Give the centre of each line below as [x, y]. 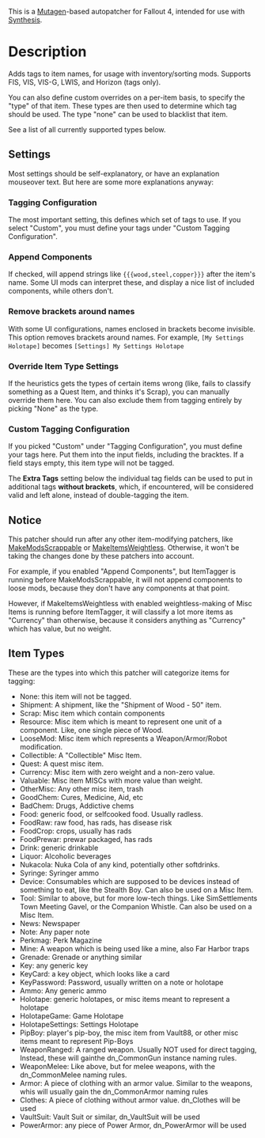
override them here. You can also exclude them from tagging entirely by [125, 400]
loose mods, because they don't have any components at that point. [119, 588]
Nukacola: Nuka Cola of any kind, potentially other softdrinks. [119, 864]
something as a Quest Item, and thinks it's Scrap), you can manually [119, 392]
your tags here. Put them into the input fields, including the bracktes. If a [126, 455]
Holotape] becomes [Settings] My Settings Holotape [96, 345]
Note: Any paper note [55, 931]
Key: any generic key [54, 965]
